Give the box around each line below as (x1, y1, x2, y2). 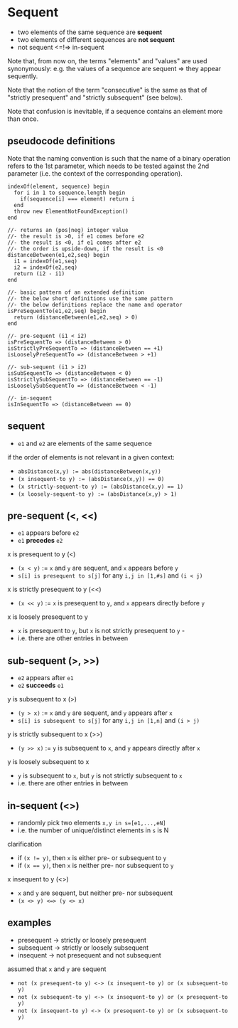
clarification (7, 840, 43, 848)
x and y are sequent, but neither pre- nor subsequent (17, 889, 173, 897)
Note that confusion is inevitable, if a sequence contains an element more (7, 107, 223, 115)
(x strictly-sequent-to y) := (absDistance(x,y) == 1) (17, 483, 184, 490)
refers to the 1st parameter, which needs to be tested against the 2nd (7, 161, 210, 170)
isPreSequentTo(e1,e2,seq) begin (7, 307, 107, 314)
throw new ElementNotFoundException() (13, 208, 129, 215)
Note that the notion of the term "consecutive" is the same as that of (7, 85, 207, 94)
